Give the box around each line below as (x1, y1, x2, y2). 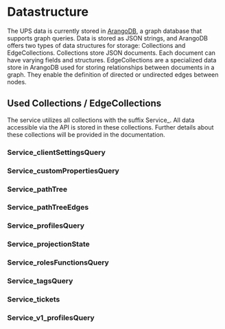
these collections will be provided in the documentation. (7, 130, 165, 138)
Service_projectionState (7, 239, 91, 249)
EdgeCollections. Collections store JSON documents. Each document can (7, 49, 216, 57)
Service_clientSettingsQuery (7, 147, 106, 157)
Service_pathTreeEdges (7, 203, 89, 212)
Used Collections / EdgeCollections (7, 97, 162, 110)
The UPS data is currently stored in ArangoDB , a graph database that (7, 27, 202, 35)
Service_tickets (7, 295, 60, 304)
